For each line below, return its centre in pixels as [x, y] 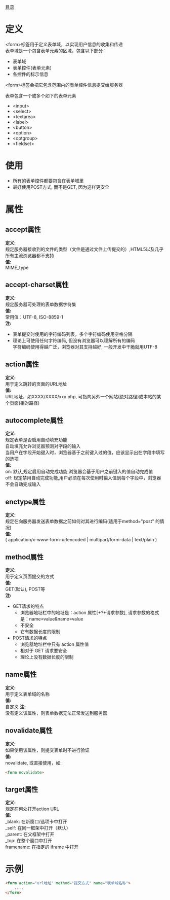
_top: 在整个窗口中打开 [29, 841]
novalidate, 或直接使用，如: [33, 763]
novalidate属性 [29, 731]
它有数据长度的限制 [40, 631]
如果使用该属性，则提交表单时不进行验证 [47, 750]
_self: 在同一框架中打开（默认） [38, 828]
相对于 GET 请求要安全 [44, 650]
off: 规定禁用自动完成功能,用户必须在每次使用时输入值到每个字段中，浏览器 [83, 478]
